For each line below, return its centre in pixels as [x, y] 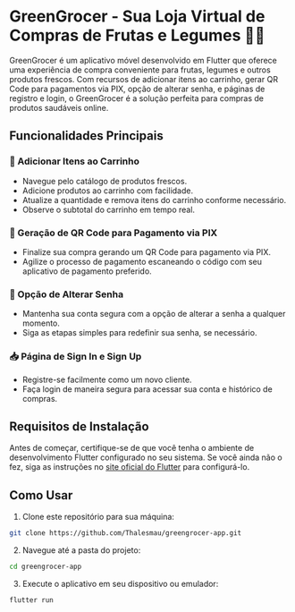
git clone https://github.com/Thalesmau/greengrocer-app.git [126, 533]
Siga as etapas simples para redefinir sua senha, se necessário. [139, 333]
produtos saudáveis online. [59, 107]
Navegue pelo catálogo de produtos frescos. [105, 181]
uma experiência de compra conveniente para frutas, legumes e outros [140, 70]
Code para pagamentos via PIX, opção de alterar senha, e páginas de [137, 89]
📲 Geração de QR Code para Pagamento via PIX [114, 233]
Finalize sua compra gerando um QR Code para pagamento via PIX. [146, 251]
